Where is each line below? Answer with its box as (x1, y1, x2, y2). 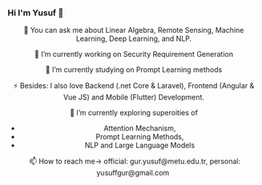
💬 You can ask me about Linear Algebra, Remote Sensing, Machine (23, 26, 244, 35)
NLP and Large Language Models (84, 140, 195, 151)
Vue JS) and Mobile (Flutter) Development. (62, 92, 205, 103)
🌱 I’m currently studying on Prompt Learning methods (45, 65, 223, 74)
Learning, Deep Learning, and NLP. (75, 34, 192, 43)
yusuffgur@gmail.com (96, 168, 170, 178)
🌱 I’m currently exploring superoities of (70, 108, 198, 118)
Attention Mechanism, (103, 123, 176, 133)
